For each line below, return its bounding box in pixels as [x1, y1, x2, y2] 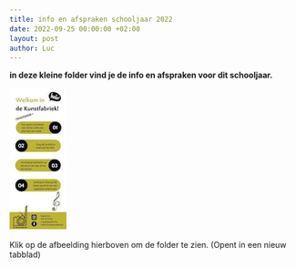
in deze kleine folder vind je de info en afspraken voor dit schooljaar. [9, 69, 273, 81]
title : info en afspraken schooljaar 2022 [9, 15, 173, 24]
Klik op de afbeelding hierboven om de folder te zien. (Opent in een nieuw [9, 240, 287, 251]
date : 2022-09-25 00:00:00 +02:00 [9, 24, 141, 34]
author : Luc [9, 44, 55, 53]
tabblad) [9, 249, 41, 260]
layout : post [9, 34, 59, 43]
